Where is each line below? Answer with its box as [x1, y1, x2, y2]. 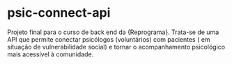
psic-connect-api [7, 5, 111, 21]
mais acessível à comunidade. [7, 50, 94, 58]
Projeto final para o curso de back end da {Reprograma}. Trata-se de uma [7, 28, 219, 36]
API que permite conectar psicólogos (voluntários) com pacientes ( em [7, 35, 210, 43]
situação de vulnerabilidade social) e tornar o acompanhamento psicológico [7, 42, 225, 51]
